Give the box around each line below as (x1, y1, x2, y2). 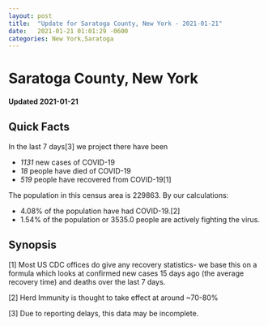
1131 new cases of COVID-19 (19, 157, 116, 167)
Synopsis (8, 238, 57, 252)
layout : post (8, 11, 53, 20)
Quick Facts (8, 120, 70, 134)
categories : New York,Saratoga (8, 34, 114, 43)
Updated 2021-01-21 (8, 97, 79, 106)
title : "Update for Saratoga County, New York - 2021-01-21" (8, 19, 223, 28)
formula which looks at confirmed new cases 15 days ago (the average (8, 268, 245, 278)
